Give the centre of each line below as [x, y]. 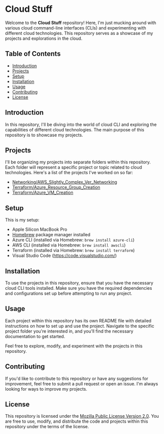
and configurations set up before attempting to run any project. [69, 293]
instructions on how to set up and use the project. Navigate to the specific [80, 326]
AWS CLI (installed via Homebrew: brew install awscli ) [69, 245]
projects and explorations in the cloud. [44, 38]
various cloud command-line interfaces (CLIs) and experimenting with [76, 28]
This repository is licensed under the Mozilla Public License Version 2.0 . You [82, 416]
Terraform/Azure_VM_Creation [43, 192]
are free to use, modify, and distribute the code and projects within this [77, 421]
